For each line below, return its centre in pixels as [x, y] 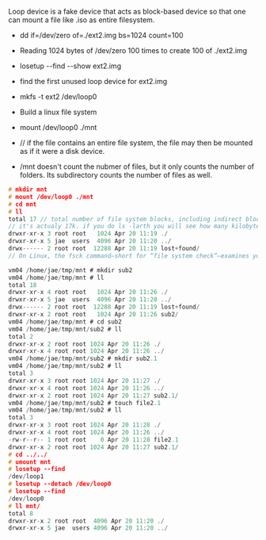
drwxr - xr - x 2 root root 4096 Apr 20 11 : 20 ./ [86, 521]
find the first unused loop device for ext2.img [93, 81]
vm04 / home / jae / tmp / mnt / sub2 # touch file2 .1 [84, 403]
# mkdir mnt [28, 190]
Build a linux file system [58, 112]
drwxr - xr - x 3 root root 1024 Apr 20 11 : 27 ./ [84, 381]
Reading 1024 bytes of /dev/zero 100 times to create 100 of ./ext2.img [133, 50]
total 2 [21, 336]
